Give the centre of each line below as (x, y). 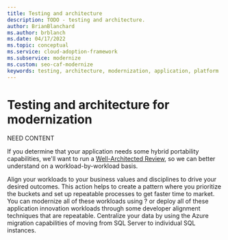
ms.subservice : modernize (44, 58)
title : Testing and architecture (55, 13)
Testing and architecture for (88, 105)
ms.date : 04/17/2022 (37, 39)
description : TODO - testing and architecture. (76, 20)
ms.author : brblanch (37, 33)
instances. (22, 230)
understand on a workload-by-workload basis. (73, 166)
